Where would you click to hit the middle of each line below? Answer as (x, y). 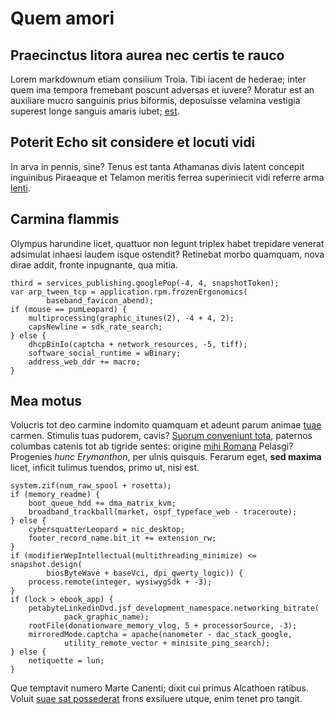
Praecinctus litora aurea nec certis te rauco (147, 55)
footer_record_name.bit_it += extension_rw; (122, 538)
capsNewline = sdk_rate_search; (95, 327)
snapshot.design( (46, 565)
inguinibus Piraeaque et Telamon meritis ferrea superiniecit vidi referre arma (167, 177)
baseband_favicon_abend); (100, 300)
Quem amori (62, 18)
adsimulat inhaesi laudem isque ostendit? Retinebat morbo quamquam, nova (167, 254)
